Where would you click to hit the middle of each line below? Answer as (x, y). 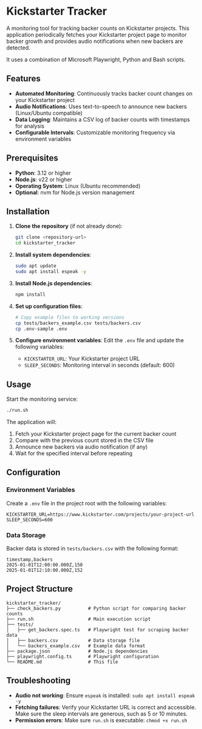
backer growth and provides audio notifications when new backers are (95, 41)
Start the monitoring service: (42, 399)
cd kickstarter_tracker (45, 243)
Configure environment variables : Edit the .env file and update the (99, 340)
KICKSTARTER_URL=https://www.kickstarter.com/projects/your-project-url (100, 515)
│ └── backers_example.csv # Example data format (76, 646)
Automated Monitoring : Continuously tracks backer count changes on (104, 93)
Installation (28, 211)
